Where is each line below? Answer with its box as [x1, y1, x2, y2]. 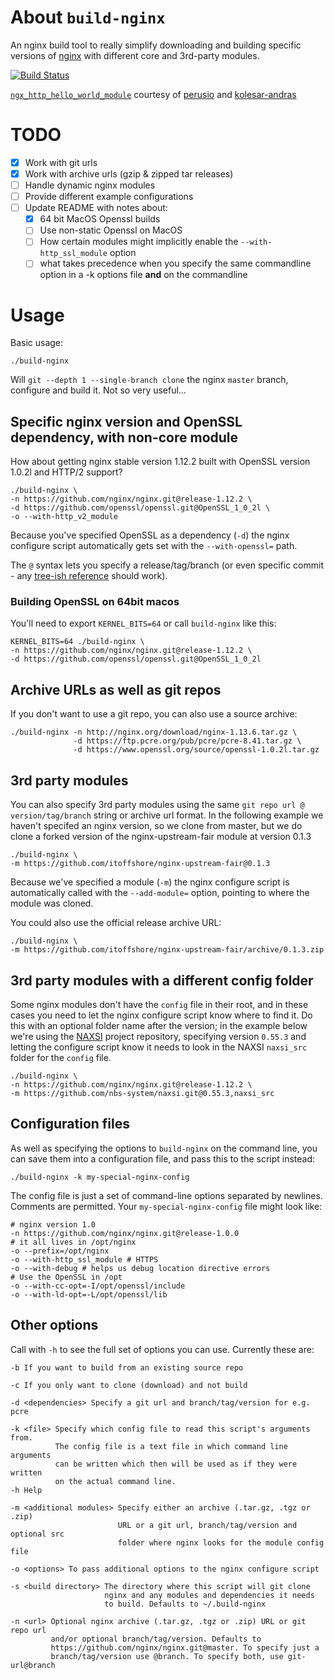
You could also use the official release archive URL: [10, 917, 222, 929]
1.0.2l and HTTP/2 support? [10, 466, 123, 478]
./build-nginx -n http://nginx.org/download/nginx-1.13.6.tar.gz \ [10, 727, 298, 738]
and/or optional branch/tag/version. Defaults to [50, 1634, 262, 1644]
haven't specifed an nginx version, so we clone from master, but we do [10, 820, 303, 832]
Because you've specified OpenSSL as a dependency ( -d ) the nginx [10, 529, 290, 541]
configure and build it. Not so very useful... [10, 384, 187, 396]
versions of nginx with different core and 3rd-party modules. [10, 49, 260, 61]
